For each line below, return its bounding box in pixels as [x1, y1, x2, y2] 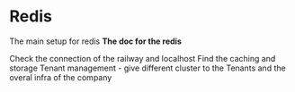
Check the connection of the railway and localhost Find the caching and [9, 53, 276, 63]
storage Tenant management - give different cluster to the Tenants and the [9, 63, 286, 73]
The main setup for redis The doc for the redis [9, 36, 183, 46]
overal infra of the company [9, 71, 112, 82]
